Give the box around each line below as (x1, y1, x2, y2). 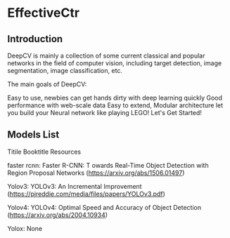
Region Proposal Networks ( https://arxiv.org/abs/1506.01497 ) (7, 168, 185, 177)
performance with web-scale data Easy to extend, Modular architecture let (7, 101, 224, 110)
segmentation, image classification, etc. (7, 67, 123, 74)
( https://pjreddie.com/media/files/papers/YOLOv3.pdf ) (7, 190, 165, 198)
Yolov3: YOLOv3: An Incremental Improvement (7, 182, 142, 190)
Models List (7, 128, 60, 141)
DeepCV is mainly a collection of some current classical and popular (7, 51, 205, 60)
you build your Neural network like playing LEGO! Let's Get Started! (7, 109, 203, 117)
